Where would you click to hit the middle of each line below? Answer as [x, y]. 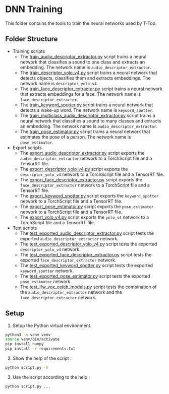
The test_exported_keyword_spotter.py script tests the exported [86, 265]
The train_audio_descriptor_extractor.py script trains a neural [83, 56]
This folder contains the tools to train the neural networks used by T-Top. [81, 23]
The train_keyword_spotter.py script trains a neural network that [87, 105]
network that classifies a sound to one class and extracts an [82, 62]
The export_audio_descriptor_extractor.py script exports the [82, 153]
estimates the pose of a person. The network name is [75, 137]
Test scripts [25, 228]
